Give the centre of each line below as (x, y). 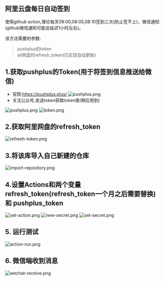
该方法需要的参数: (23, 38)
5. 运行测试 (22, 232)
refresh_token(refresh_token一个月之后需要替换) (81, 194)
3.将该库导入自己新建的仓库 (47, 156)
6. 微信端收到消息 (32, 261)
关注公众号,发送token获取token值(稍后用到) (56, 100)
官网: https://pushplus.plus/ (40, 94)
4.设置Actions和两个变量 (43, 185)
